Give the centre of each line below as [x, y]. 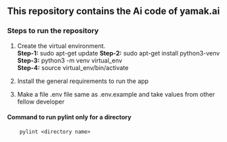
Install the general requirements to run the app [83, 81]
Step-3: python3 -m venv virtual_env [69, 60]
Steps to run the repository [53, 31]
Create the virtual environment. [61, 46]
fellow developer [41, 102]
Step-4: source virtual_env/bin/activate [73, 67]
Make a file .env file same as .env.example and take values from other [116, 94]
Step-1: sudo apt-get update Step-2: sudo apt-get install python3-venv [118, 53]
